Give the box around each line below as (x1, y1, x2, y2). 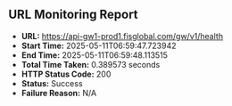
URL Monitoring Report (8, 7, 139, 22)
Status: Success (21, 77, 83, 88)
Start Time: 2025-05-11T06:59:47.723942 (21, 40, 177, 51)
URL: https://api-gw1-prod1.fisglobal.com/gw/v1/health (21, 30, 224, 41)
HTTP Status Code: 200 (21, 69, 112, 79)
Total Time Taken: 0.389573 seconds (21, 59, 161, 69)
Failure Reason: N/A (21, 87, 97, 98)
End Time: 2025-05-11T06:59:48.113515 (21, 49, 169, 61)
